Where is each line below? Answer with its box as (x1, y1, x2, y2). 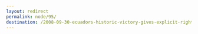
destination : (6, 19, 38, 25)
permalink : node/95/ (6, 14, 57, 20)
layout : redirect (6, 8, 49, 14)
